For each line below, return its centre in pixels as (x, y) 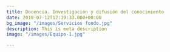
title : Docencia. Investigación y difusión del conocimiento (85, 12)
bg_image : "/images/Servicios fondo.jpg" (59, 23)
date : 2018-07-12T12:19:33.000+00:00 (54, 18)
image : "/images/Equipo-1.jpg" (46, 34)
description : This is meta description (57, 29)
